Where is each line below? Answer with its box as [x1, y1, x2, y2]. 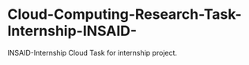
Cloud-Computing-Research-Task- [7, 5, 242, 23]
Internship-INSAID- [7, 22, 138, 40]
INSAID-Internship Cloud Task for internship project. [7, 48, 178, 57]
